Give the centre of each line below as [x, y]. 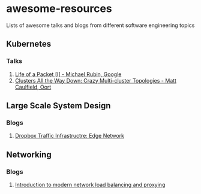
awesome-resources [59, 9]
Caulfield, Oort [33, 87]
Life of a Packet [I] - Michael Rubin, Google [68, 74]
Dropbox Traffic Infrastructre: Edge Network [70, 136]
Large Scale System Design [58, 106]
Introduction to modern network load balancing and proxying [90, 185]
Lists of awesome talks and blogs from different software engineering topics [100, 25]
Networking [29, 154]
